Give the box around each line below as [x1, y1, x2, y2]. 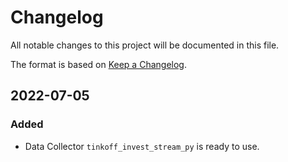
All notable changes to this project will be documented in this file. [10, 39, 280, 51]
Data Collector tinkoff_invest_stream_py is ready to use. [24, 140, 260, 152]
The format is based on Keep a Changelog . [10, 58, 187, 70]
